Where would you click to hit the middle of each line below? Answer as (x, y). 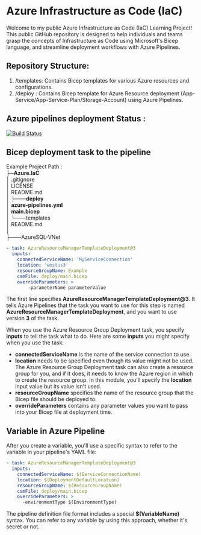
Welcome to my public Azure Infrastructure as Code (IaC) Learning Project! (99, 28)
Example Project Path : (34, 166)
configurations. (34, 87)
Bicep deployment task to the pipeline (79, 152)
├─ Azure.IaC (23, 173)
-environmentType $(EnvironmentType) (70, 502)
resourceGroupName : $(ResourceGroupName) (70, 486)
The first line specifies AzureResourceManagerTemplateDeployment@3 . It (101, 299)
